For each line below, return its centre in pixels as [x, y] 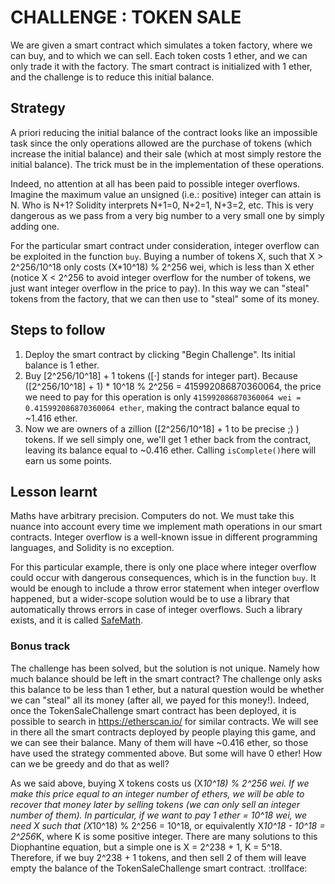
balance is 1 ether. [62, 365]
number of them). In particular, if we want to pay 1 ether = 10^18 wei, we [159, 815]
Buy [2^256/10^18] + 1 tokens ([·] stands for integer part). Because [161, 375]
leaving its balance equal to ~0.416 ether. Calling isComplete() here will [170, 450]
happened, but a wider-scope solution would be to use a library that [150, 599]
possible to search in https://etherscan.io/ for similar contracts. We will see [164, 721]
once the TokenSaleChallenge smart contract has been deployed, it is [153, 710]
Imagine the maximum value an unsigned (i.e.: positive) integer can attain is [166, 194]
